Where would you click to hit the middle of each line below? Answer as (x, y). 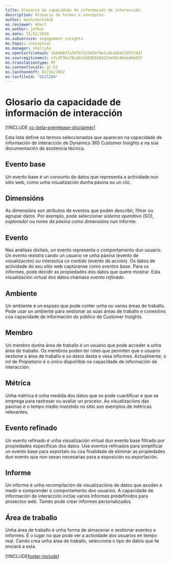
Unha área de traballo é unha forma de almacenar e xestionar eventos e (81, 530)
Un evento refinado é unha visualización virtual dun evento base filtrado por (85, 440)
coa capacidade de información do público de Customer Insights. (74, 317)
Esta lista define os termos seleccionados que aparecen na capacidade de (84, 137)
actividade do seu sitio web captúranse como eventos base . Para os (77, 266)
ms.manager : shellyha (28, 48)
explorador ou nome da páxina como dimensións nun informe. (71, 222)
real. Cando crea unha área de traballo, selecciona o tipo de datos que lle (82, 541)
